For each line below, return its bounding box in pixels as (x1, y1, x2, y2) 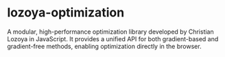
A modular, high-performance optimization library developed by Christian (7, 27, 214, 36)
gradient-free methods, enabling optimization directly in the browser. (7, 42, 202, 50)
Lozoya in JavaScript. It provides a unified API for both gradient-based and (7, 34, 219, 43)
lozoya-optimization (7, 5, 125, 21)
